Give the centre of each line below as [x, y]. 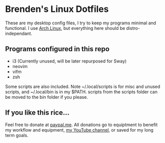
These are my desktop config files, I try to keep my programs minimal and [81, 23]
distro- [133, 28]
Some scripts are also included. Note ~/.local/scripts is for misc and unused [83, 86]
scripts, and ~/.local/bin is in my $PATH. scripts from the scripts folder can [81, 92]
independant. [19, 33]
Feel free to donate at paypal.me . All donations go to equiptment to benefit [82, 125]
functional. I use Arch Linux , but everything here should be [65, 28]
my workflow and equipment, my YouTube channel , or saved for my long [79, 130]
